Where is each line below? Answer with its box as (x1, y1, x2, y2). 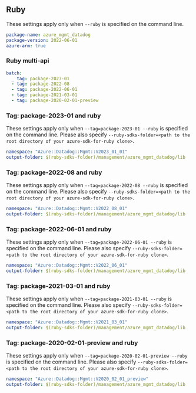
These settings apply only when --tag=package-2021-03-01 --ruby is (6, 295, 172, 303)
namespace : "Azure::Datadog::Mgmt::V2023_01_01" (6, 149, 128, 155)
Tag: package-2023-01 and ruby (6, 112, 101, 120)
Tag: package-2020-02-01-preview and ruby (6, 339, 138, 347)
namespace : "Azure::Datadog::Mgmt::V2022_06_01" (6, 263, 128, 268)
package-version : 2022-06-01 (6, 37, 78, 43)
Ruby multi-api (6, 57, 49, 65)
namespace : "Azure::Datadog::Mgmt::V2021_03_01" (6, 319, 128, 325)
